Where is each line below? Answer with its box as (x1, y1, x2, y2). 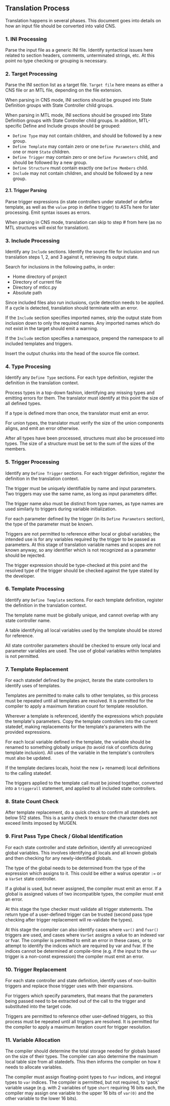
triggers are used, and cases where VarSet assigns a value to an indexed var (5, 932, 165, 938)
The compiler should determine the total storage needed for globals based (5, 1048, 161, 1054)
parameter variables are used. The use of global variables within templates (5, 647, 161, 654)
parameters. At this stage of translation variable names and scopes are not (5, 541, 161, 548)
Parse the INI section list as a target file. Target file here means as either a (5, 82, 163, 88)
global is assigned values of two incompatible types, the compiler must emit (5, 891, 164, 897)
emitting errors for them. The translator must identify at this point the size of (5, 395, 164, 401)
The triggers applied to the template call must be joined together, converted (5, 780, 163, 786)
